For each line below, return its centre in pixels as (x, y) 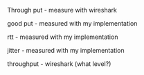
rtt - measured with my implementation (63, 37)
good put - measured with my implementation (72, 23)
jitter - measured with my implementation (66, 50)
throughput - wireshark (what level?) (59, 64)
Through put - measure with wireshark (62, 10)
